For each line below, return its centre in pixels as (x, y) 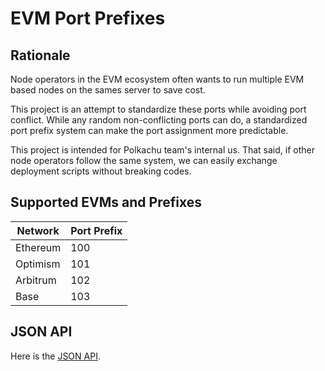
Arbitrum (36, 280)
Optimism (38, 264)
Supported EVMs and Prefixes (106, 202)
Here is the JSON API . (55, 356)
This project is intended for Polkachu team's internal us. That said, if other (162, 150)
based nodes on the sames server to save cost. (108, 90)
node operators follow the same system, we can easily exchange (144, 160)
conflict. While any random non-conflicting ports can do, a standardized (159, 120)
